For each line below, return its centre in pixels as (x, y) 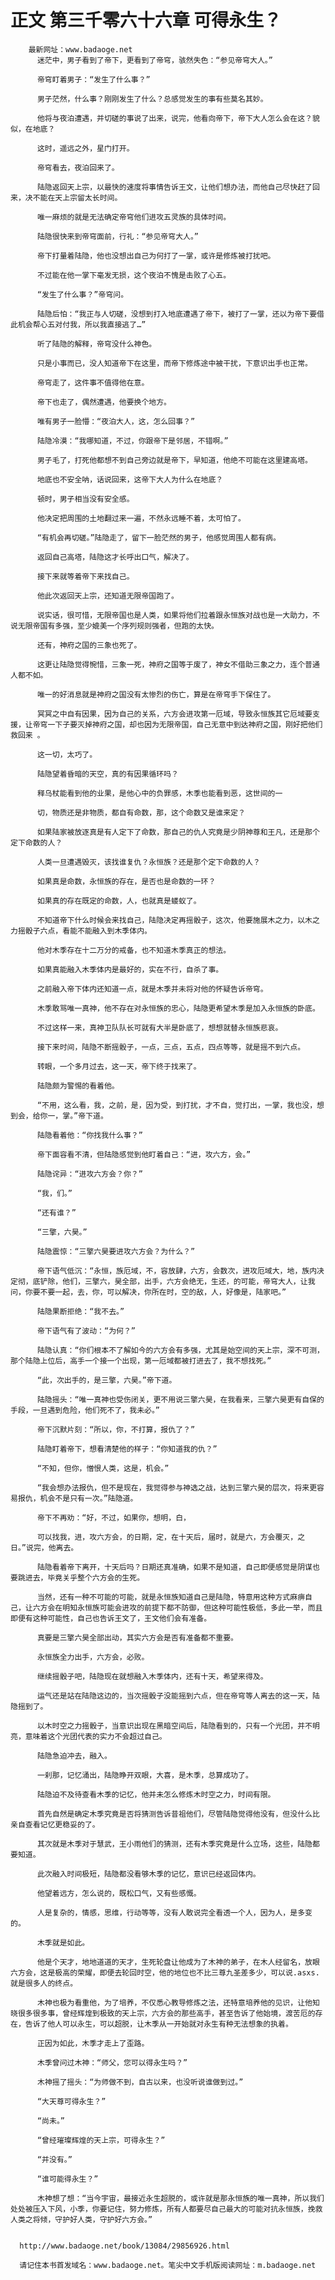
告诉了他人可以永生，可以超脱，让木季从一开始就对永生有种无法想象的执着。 (158, 2024)
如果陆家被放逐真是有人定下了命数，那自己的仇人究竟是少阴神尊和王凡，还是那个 (178, 832)
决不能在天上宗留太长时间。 (73, 197)
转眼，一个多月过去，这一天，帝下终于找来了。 (119, 1066)
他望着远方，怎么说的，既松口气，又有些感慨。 (119, 1893)
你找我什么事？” (114, 1135)
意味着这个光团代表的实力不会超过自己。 (95, 1736)
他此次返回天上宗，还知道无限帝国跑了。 (107, 596)
